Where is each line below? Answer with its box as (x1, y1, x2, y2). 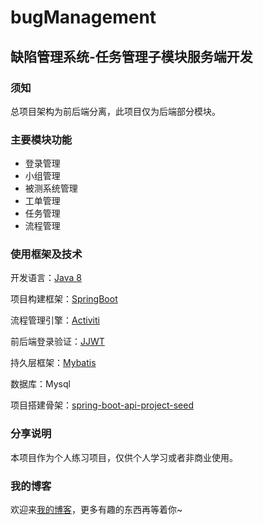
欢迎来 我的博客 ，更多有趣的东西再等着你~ (10, 504, 183, 516)
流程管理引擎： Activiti (10, 314, 100, 326)
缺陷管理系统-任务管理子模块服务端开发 (10, 48, 253, 65)
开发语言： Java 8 (10, 272, 82, 284)
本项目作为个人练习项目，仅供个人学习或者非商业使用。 (10, 451, 238, 463)
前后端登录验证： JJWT (10, 336, 105, 348)
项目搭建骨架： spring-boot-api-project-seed (10, 399, 195, 411)
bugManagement (10, 6, 157, 29)
